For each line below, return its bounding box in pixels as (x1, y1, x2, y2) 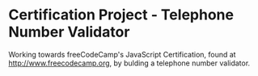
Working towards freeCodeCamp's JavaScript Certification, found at (8, 49, 236, 59)
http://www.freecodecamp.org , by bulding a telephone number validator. (8, 58, 251, 68)
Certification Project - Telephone (8, 6, 235, 24)
